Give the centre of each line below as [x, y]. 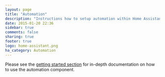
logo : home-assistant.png [31, 46]
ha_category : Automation [30, 50]
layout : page [18, 10]
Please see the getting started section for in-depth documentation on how [80, 64]
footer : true [18, 41]
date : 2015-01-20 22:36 [29, 23]
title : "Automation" [26, 14]
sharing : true [20, 37]
